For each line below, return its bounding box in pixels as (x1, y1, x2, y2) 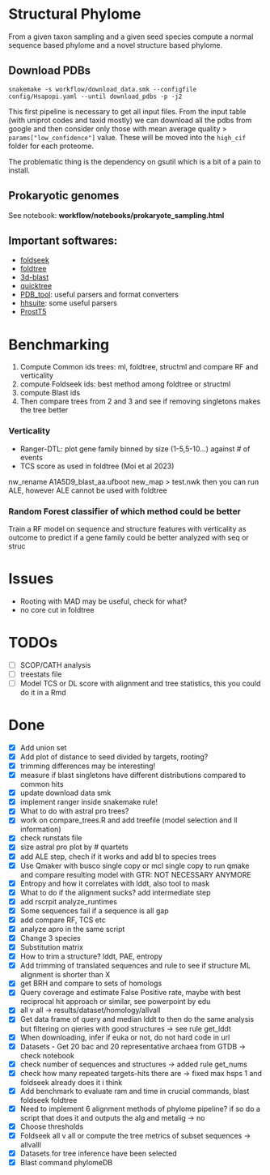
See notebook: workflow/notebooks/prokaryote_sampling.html (8, 210, 225, 220)
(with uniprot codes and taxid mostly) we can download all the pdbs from (8, 115, 252, 125)
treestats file (19, 669, 62, 679)
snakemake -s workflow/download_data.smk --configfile (8, 85, 197, 93)
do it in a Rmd (19, 687, 66, 697)
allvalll (19, 1140, 42, 1150)
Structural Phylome (8, 5, 141, 23)
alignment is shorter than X (19, 970, 111, 980)
